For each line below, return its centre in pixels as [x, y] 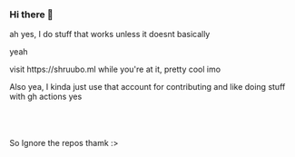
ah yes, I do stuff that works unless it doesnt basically [110, 34]
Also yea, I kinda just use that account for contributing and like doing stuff [147, 87]
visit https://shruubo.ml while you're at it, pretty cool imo [115, 69]
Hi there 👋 [32, 15]
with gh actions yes [46, 97]
